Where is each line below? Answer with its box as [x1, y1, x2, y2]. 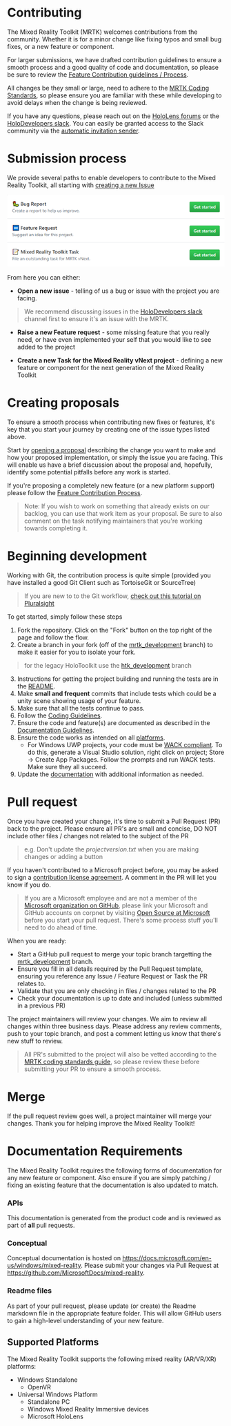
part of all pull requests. [7, 1221, 75, 1230]
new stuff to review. [7, 1037, 63, 1045]
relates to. [17, 979, 46, 987]
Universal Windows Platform [17, 1390, 98, 1398]
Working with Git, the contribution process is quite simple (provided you [7, 571, 212, 579]
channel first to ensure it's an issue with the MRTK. [23, 315, 169, 323]
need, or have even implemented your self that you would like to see [17, 336, 212, 344]
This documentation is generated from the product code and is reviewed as [7, 1214, 221, 1222]
